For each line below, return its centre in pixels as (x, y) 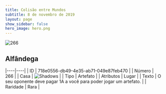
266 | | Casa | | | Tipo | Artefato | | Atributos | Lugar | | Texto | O (83, 76)
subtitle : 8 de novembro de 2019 (40, 15)
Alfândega (22, 59)
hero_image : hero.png (28, 29)
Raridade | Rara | (22, 86)
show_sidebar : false (27, 24)
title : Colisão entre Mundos (35, 10)
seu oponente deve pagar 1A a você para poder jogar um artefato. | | (76, 81)
